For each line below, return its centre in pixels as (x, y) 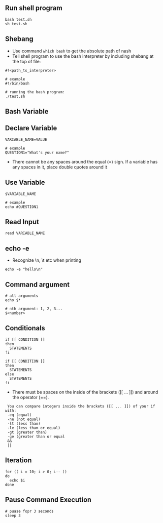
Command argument (37, 284)
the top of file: (26, 61)
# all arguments (22, 296)
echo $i (17, 480)
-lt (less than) (24, 423)
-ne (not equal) (24, 419)
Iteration (18, 461)
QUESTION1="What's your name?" (37, 153)
